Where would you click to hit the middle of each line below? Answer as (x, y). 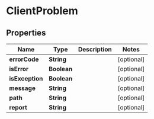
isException (26, 78)
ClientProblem (42, 11)
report (18, 107)
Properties (26, 33)
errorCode (24, 59)
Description (95, 49)
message (22, 88)
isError (19, 69)
